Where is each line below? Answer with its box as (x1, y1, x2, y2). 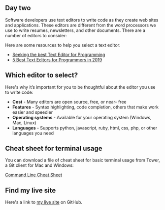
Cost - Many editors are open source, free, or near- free (12, 99, 127, 105)
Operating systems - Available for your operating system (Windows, (12, 114, 152, 120)
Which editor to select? (5, 71, 78, 79)
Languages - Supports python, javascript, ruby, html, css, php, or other (12, 125, 158, 131)
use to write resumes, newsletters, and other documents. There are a (5, 27, 145, 33)
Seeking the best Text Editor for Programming (12, 52, 105, 57)
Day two (5, 4, 31, 12)
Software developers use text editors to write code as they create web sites (5, 17, 159, 23)
